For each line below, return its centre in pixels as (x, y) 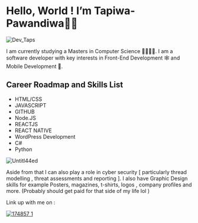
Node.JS (25, 118)
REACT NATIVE (33, 130)
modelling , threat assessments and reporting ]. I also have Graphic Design (97, 178)
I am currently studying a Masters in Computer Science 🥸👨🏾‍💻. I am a (90, 51)
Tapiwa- (114, 11)
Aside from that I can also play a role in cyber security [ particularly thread (97, 172)
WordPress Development (45, 136)
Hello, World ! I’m (49, 11)
